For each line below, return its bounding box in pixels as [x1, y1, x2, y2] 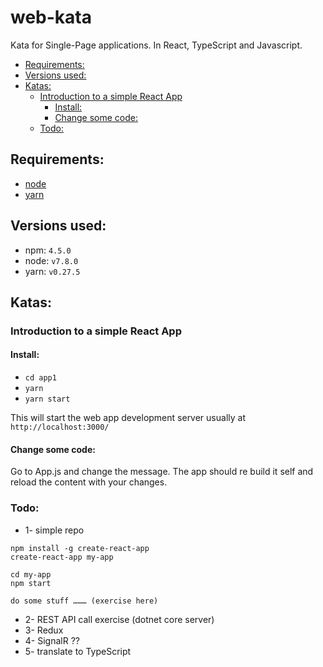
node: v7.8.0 [24, 254, 79, 266]
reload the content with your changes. [10, 476, 168, 488]
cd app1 [24, 373, 57, 383]
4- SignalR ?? [24, 634, 80, 646]
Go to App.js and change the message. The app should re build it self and [10, 466, 314, 478]
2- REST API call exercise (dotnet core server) [24, 613, 215, 625]
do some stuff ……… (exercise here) [10, 596, 159, 606]
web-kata [10, 6, 92, 29]
